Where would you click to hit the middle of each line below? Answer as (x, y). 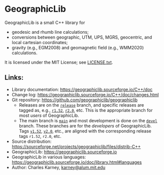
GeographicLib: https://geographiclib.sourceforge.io (64, 152)
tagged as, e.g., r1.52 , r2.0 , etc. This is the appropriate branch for (86, 110)
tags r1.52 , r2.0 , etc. (40, 136)
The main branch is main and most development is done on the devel (88, 120)
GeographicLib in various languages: (49, 157)
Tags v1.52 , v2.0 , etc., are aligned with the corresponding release (85, 131)
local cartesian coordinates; (40, 42)
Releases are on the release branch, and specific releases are (82, 105)
